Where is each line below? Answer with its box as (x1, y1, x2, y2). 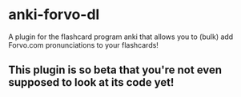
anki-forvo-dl (8, 6, 100, 24)
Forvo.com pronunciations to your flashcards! (8, 40, 159, 49)
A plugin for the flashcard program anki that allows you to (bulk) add (8, 32, 234, 41)
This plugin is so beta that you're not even (8, 64, 223, 77)
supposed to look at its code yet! (8, 76, 175, 89)
